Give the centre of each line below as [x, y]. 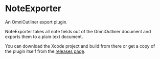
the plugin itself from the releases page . [45, 51]
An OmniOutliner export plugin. [36, 22]
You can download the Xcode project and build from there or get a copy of [80, 46]
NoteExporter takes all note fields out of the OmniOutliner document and [78, 31]
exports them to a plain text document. [44, 37]
